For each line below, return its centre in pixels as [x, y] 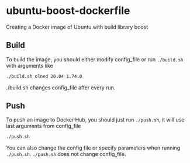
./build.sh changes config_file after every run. [61, 87]
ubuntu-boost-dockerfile [68, 11]
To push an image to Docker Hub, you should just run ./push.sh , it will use [95, 120]
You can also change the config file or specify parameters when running [93, 148]
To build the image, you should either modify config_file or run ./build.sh [95, 59]
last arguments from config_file [44, 126]
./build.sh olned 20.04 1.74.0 [44, 76]
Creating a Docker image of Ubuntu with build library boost [77, 27]
